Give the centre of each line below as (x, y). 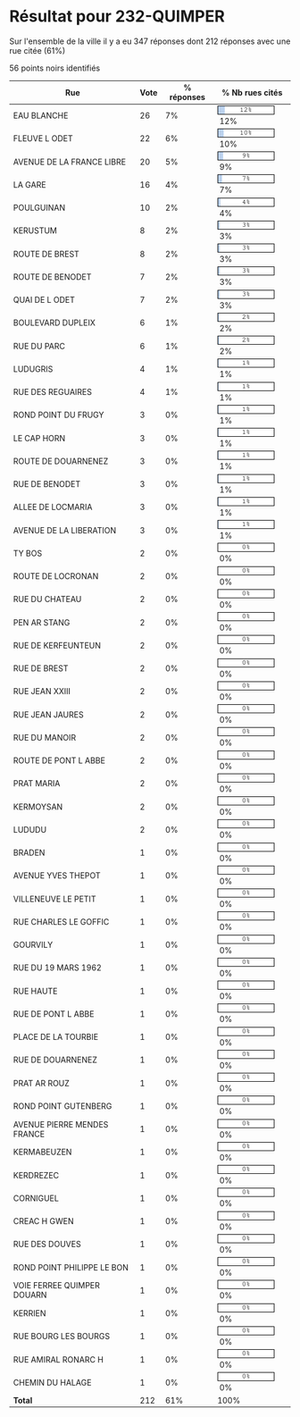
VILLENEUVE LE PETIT (54, 899)
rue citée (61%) (37, 50)
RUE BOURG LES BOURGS (61, 1337)
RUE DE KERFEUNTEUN (57, 645)
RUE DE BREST (41, 668)
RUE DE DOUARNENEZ (55, 1060)
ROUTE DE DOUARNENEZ (61, 461)
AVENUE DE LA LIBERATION (65, 530)
